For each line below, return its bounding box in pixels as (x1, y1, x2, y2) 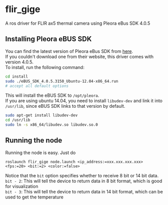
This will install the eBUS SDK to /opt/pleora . (5, 92, 99, 99)
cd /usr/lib (5, 117, 30, 123)
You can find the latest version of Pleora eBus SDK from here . (5, 48, 134, 54)
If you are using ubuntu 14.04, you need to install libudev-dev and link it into (5, 98, 163, 104)
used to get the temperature (5, 194, 64, 200)
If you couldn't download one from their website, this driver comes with (5, 53, 154, 59)
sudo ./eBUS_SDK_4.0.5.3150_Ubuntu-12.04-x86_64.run (5, 79, 119, 84)
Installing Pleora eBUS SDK (5, 35, 92, 43)
